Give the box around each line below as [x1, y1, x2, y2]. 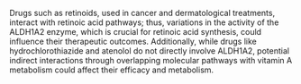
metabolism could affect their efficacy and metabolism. [9, 64, 214, 75]
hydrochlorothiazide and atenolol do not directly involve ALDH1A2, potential [9, 46, 290, 56]
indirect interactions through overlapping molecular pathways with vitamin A [9, 55, 293, 65]
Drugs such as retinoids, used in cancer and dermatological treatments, [9, 8, 276, 18]
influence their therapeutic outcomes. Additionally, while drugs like [9, 36, 257, 46]
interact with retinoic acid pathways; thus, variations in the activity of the [9, 17, 279, 28]
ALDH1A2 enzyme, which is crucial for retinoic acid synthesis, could [9, 27, 262, 37]
